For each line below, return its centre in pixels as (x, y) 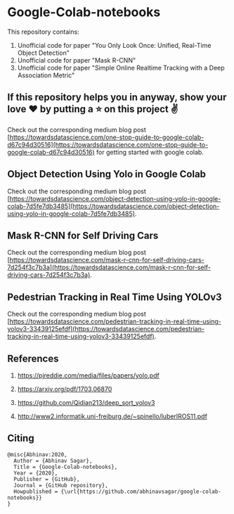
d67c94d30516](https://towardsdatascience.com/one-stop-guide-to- (108, 144)
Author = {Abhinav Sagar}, (53, 461)
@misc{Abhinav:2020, (38, 454)
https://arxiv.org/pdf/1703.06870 (65, 389)
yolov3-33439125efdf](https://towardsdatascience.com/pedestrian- (106, 329)
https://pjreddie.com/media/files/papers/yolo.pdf (88, 375)
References (33, 358)
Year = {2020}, (36, 473)
